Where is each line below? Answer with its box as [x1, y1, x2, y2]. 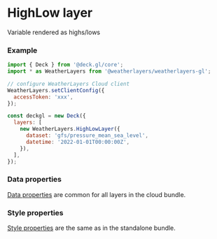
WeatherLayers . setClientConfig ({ [7, 87, 105, 94]
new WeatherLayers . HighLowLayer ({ [20, 126, 120, 133]
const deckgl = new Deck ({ [7, 113, 86, 119]
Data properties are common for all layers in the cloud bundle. [7, 190, 186, 198]
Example [7, 45, 38, 55]
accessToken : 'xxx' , [13, 93, 73, 101]
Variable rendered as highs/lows [7, 28, 100, 36]
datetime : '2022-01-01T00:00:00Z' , [25, 138, 130, 145]
